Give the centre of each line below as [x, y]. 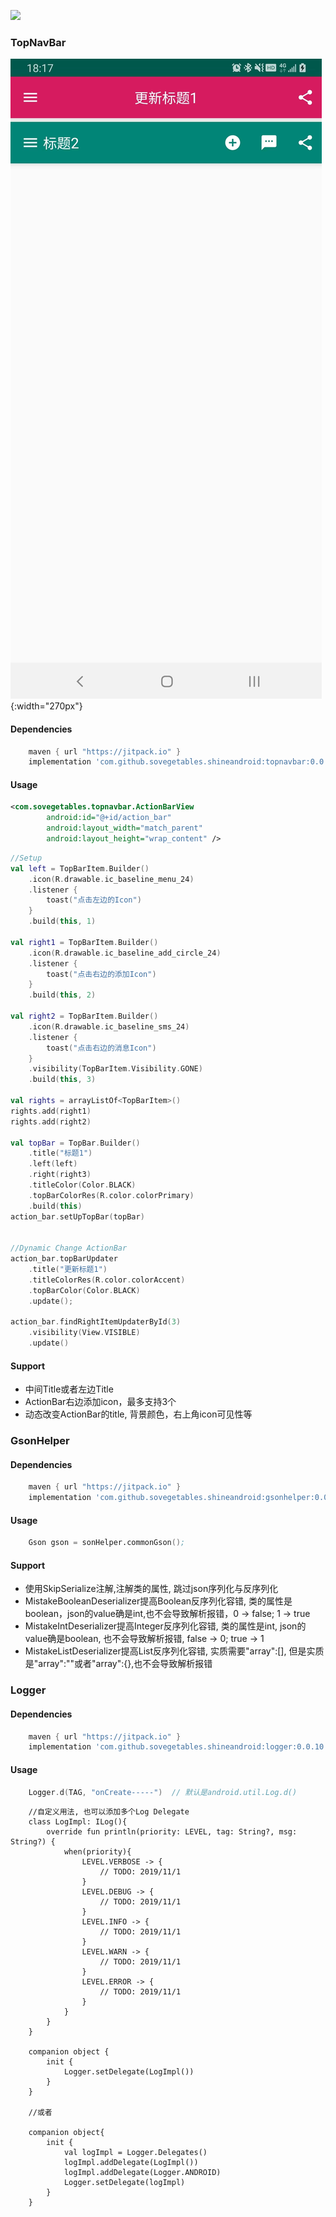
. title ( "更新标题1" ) [68, 1270]
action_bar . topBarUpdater [64, 1259]
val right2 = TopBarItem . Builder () [84, 1016]
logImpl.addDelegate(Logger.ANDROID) [142, 2173]
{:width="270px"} [46, 706]
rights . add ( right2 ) [51, 1121]
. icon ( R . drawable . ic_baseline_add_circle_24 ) [125, 953]
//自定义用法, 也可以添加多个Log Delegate [109, 1812]
